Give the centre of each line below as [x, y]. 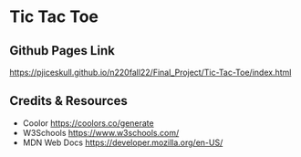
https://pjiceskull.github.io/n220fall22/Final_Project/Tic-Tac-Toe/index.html [150, 72]
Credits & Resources [68, 101]
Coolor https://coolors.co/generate [88, 123]
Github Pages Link [62, 51]
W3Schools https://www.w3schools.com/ [101, 132]
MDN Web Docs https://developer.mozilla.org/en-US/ [123, 142]
